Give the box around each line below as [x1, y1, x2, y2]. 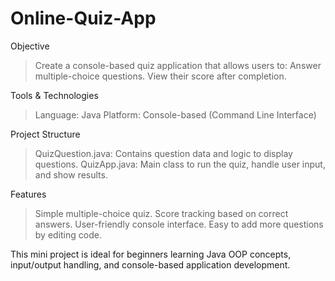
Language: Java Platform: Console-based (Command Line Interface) [34, 108, 317, 121]
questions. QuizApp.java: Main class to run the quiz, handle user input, [34, 158, 326, 170]
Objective [10, 40, 50, 52]
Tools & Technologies [10, 89, 99, 101]
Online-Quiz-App [10, 7, 157, 30]
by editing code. [34, 228, 102, 241]
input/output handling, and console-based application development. [10, 258, 291, 271]
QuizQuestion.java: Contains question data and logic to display [34, 147, 293, 159]
